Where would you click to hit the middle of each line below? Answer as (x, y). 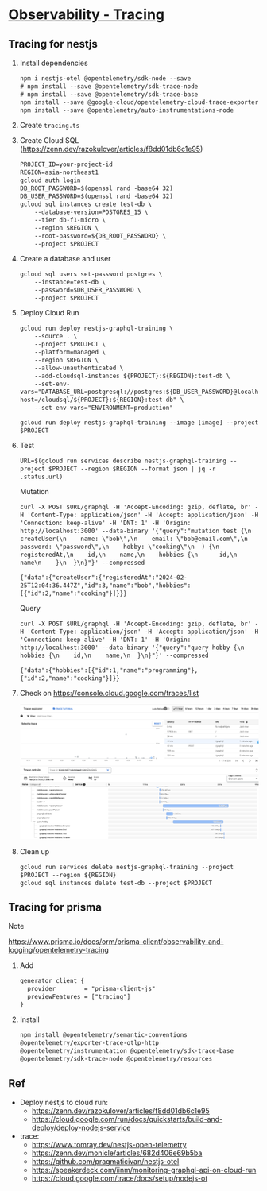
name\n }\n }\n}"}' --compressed (82, 563)
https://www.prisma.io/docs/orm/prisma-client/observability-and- (116, 942)
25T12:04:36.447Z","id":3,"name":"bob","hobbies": (105, 586)
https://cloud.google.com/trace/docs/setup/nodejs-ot (120, 1178)
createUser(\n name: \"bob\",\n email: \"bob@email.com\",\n (133, 539)
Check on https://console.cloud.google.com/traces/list (109, 693)
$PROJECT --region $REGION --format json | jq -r (132, 469)
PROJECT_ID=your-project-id (66, 164)
